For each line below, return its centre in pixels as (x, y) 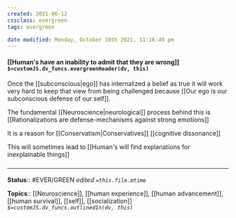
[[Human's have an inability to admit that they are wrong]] (93, 62)
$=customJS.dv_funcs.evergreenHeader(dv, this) (78, 69)
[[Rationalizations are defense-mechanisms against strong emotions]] (108, 120)
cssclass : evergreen (38, 20)
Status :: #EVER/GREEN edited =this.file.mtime (77, 179)
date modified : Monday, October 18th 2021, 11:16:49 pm (91, 39)
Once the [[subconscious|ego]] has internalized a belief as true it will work (115, 84)
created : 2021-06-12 (38, 14)
